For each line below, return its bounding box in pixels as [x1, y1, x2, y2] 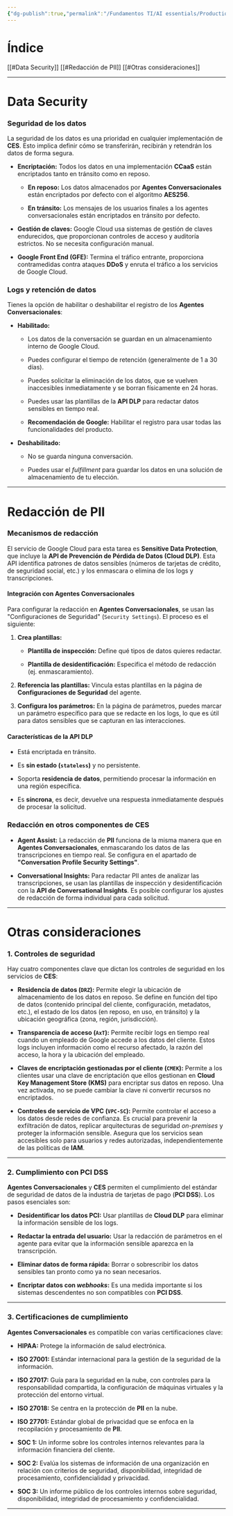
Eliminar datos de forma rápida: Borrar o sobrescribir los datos [17, 1260, 199, 1269]
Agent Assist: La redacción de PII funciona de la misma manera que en [17, 836, 222, 844]
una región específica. [17, 782, 82, 790]
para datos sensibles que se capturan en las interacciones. [17, 717, 186, 725]
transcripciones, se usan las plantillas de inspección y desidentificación [17, 878, 223, 887]
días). [27, 363, 44, 372]
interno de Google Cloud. [27, 342, 100, 351]
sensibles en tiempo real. [27, 405, 99, 413]
